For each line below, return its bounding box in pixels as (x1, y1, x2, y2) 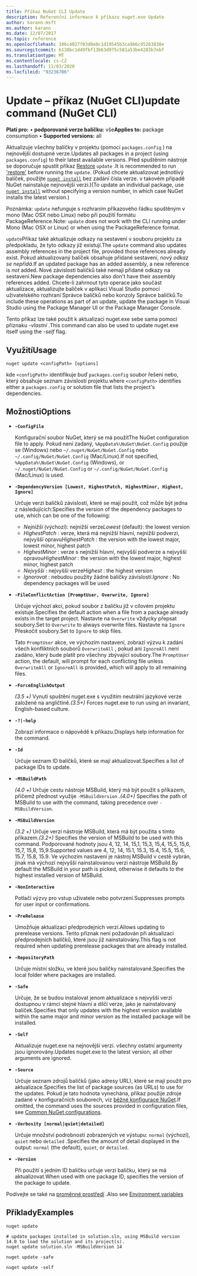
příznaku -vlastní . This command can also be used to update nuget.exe (6, 322, 179, 329)
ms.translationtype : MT (6, 52, 65, 58)
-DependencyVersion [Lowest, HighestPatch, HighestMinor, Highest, (14, 484, 183, 490)
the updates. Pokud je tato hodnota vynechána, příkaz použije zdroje (14, 1089, 182, 1096)
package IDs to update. (14, 763, 72, 770)
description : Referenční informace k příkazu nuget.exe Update (6, 14, 165, 20)
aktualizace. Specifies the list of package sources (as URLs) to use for (14, 1084, 183, 1091)
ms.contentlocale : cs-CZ (6, 58, 67, 64)
